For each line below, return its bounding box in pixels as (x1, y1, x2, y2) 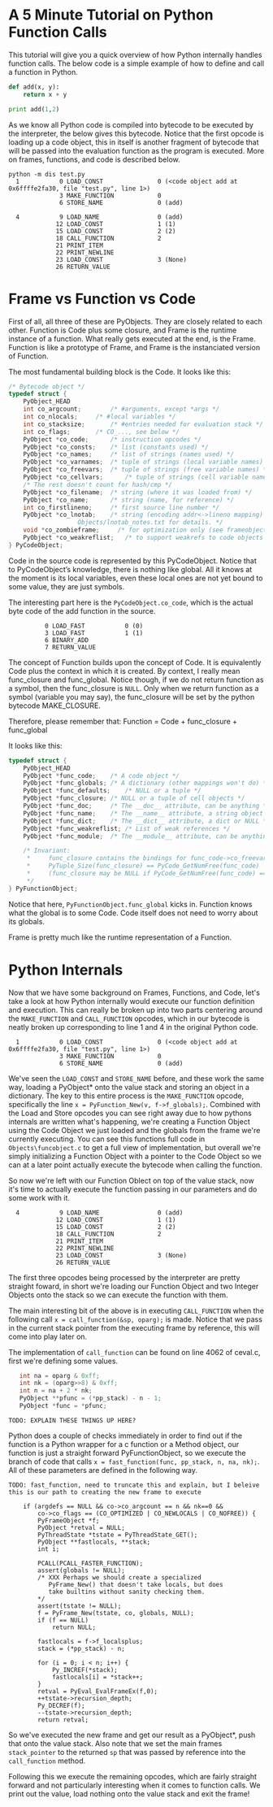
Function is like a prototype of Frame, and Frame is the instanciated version (8, 342, 261, 352)
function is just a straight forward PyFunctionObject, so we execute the (8, 1448, 246, 1457)
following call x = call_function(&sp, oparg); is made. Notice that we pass (8, 1314, 262, 1324)
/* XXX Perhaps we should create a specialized (37, 1573, 201, 1582)
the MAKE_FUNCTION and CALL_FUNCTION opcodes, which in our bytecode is (8, 1014, 250, 1023)
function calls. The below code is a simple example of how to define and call (8, 59, 265, 68)
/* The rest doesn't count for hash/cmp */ (23, 480, 173, 489)
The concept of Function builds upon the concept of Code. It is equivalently (8, 657, 262, 667)
